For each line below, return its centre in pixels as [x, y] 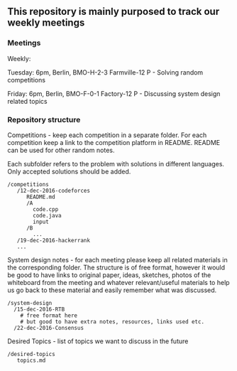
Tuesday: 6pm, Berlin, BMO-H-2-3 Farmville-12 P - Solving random [105, 72]
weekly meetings [46, 23]
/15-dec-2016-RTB [39, 309]
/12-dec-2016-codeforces [54, 190]
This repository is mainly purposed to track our [114, 12]
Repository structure [44, 119]
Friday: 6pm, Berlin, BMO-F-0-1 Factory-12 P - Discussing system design [114, 93]
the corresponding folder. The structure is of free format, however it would [116, 267]
